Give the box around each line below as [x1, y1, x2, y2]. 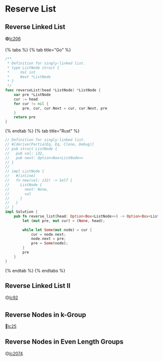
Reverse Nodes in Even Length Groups [5, 337, 124, 346]
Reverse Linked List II [5, 282, 71, 290]
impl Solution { [5, 210, 38, 214]
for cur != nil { [14, 101, 49, 106]
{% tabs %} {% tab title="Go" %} [5, 47, 71, 53]
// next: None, [5, 187, 49, 192]
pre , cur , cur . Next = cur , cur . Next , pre [22, 105, 108, 111]
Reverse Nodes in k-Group [5, 311, 86, 319]
